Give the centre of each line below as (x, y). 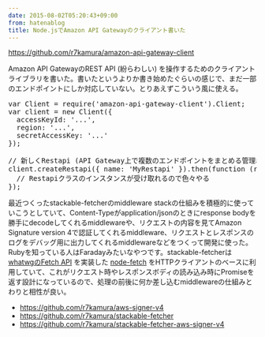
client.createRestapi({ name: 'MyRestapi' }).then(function (127, 169)
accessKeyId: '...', (56, 120)
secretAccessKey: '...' (62, 136)
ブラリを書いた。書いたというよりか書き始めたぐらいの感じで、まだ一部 (139, 79)
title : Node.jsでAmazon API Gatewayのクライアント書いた (97, 30)
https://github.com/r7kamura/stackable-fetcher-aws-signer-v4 (122, 324)
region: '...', (45, 128)
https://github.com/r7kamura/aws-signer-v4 (91, 308)
